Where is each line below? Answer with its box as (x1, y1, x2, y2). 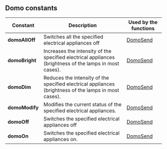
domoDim (7, 83, 31, 90)
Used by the (128, 18, 158, 25)
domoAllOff (7, 36, 36, 43)
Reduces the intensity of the (43, 74, 109, 81)
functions (131, 25, 155, 32)
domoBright (7, 57, 36, 64)
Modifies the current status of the (43, 101, 122, 108)
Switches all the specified (43, 33, 103, 40)
